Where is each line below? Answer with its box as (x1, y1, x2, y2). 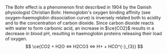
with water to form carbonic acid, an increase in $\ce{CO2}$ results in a (5, 25, 154, 31)
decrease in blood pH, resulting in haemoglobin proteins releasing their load (5, 31, 162, 36)
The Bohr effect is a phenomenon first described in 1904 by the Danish (5, 4, 152, 10)
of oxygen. (5, 36, 28, 42)
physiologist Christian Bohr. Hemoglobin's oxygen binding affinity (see (5, 9, 151, 15)
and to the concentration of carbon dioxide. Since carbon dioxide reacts (5, 20, 154, 26)
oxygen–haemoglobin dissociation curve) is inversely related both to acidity (5, 15, 161, 20)
